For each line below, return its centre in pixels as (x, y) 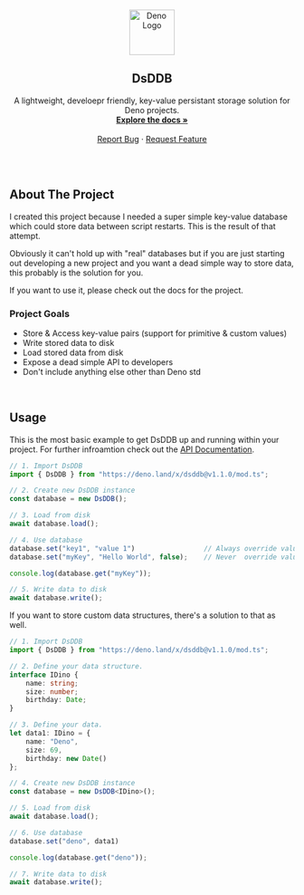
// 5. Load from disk (50, 808)
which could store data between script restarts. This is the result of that (142, 226)
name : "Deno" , (52, 741)
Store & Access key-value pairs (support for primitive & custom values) (155, 333)
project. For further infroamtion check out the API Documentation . (132, 449)
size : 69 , (44, 750)
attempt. (25, 236)
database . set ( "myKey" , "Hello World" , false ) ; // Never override (143, 557)
